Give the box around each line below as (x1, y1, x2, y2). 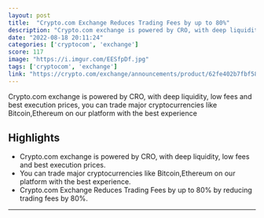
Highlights (8, 131, 60, 145)
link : (8, 70, 26, 78)
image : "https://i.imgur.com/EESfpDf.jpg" (8, 56, 149, 64)
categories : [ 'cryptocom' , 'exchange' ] (8, 41, 139, 49)
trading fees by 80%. (19, 194, 89, 203)
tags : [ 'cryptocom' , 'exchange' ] (8, 63, 118, 71)
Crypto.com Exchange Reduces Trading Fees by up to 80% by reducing (19, 186, 253, 195)
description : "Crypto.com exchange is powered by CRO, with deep (8, 26, 226, 34)
